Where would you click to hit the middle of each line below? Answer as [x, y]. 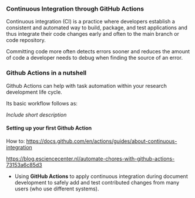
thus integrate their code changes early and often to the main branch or [93, 34]
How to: [16, 141]
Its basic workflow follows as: [42, 103]
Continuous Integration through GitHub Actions [75, 9]
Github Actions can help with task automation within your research [87, 86]
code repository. [26, 40]
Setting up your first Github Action [49, 128]
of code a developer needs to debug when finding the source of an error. [95, 58]
